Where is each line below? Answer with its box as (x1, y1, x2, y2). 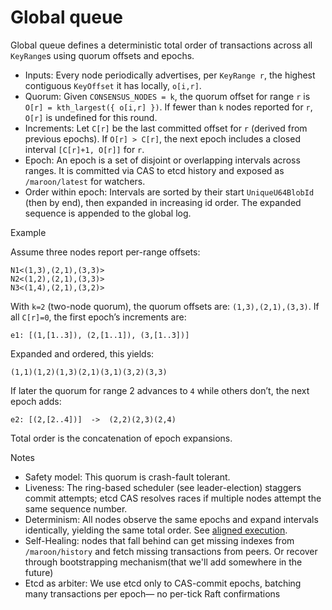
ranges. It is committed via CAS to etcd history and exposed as (24, 164, 285, 176)
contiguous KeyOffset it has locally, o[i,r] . (24, 79, 202, 91)
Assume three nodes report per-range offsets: (10, 246, 201, 258)
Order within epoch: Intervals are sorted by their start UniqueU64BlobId (24, 186, 315, 198)
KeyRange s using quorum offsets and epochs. (10, 49, 195, 61)
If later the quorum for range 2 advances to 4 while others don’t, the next (10, 384, 310, 396)
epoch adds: (10, 395, 62, 407)
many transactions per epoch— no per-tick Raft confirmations (24, 587, 281, 600)
